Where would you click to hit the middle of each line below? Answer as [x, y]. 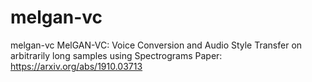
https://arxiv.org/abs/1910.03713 [76, 66]
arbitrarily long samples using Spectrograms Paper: [116, 55]
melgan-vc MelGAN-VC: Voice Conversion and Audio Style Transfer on [156, 45]
